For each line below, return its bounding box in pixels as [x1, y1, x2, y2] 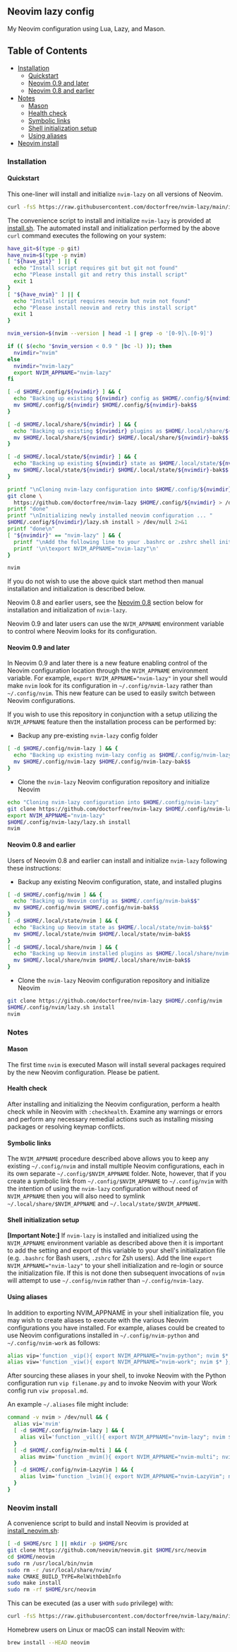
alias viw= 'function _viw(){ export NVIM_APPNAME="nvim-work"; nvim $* [7, 1359, 222, 1366]
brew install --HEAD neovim [7, 1639, 90, 1646]
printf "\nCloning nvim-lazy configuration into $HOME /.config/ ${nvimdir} [7, 486, 232, 493]
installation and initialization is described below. [7, 585, 146, 593]
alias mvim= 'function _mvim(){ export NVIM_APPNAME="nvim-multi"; [20, 1453, 219, 1460]
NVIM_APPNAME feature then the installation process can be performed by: [7, 718, 217, 726]
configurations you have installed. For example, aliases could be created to [7, 1323, 225, 1332]
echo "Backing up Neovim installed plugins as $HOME [13, 950, 172, 958]
